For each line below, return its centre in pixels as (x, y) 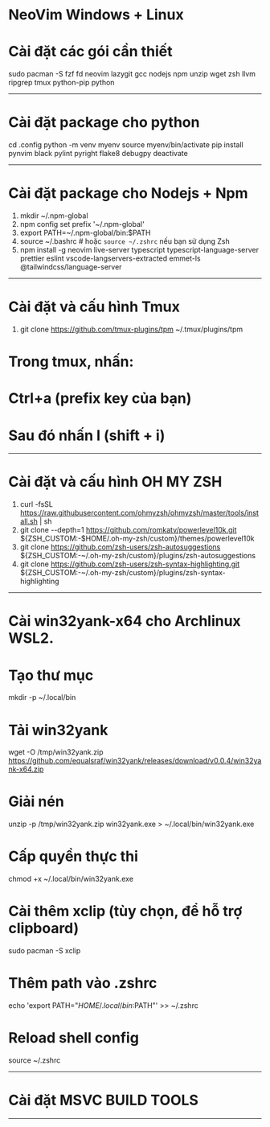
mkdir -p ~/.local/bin (42, 697)
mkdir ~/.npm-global (54, 216)
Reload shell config (74, 1038)
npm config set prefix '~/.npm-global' (82, 224)
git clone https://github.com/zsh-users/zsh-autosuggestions (120, 547)
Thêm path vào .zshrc (83, 983)
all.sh (29, 521)
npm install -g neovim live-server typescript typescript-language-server (139, 250)
